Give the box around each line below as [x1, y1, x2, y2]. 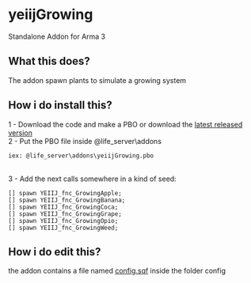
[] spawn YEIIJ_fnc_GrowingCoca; [8, 203, 119, 211]
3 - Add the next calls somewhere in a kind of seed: [8, 174, 177, 183]
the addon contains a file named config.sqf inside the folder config [8, 266, 226, 276]
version [8, 128, 33, 138]
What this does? [8, 55, 91, 68]
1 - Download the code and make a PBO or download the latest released [8, 119, 243, 129]
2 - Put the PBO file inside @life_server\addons [8, 136, 162, 145]
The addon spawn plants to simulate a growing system [8, 75, 187, 85]
